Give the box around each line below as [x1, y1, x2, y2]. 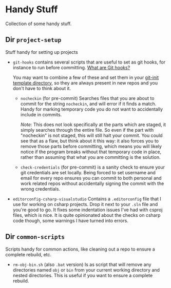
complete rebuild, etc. [5, 251, 52, 257]
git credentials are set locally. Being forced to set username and [20, 169, 156, 175]
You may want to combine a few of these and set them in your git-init [12, 74, 159, 80]
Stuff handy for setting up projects [5, 49, 78, 55]
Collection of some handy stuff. [5, 20, 72, 27]
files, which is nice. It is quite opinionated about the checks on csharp [12, 212, 161, 218]
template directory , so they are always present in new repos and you [12, 79, 158, 86]
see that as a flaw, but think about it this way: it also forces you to [20, 137, 159, 144]
